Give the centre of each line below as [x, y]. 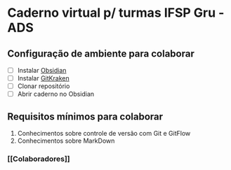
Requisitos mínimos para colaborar [85, 116]
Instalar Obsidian [42, 70]
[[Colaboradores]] [39, 159]
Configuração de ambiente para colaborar [101, 54]
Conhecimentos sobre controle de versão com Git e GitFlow [104, 134]
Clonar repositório [44, 86]
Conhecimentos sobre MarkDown [66, 141]
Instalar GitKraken [43, 78]
